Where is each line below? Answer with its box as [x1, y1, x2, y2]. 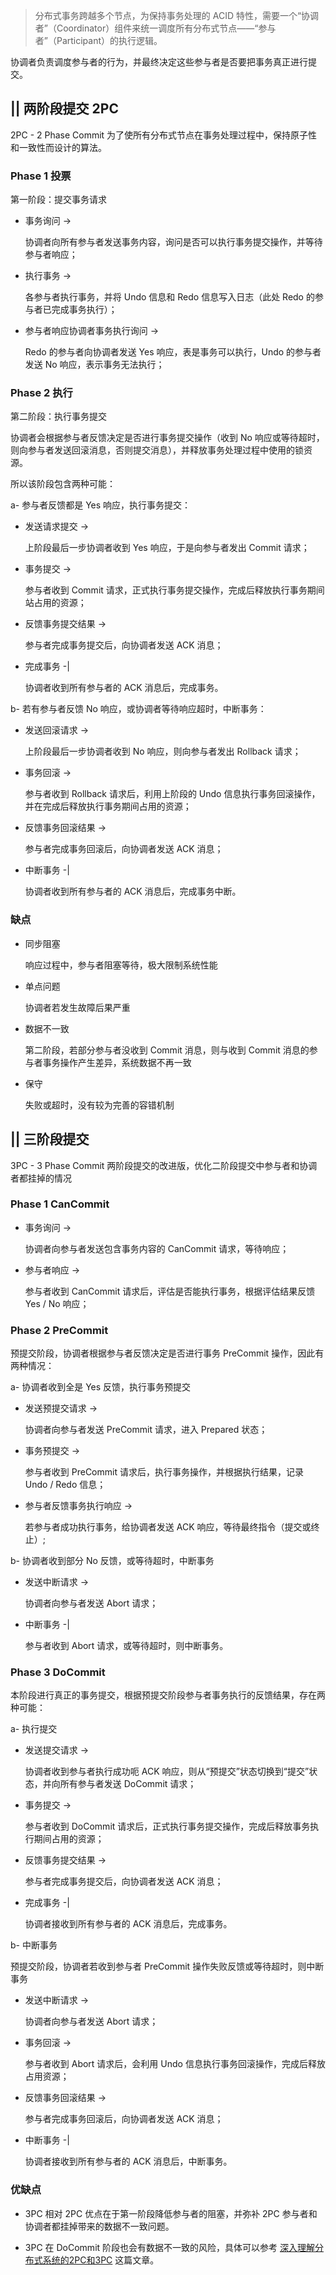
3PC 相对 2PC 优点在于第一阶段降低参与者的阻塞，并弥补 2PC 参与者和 [24, 2207, 318, 2219]
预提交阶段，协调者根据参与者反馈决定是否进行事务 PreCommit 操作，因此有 [10, 1347, 325, 1359]
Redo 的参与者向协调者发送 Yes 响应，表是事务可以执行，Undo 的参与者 [24, 346, 322, 358]
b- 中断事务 [10, 1939, 58, 1951]
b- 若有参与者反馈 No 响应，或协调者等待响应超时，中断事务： [10, 703, 267, 715]
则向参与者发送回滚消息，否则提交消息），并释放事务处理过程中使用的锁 [10, 444, 304, 456]
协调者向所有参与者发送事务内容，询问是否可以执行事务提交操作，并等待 [24, 236, 323, 248]
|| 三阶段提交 [10, 1131, 90, 1148]
